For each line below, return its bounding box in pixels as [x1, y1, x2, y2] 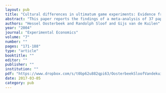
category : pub [5, 80, 35, 85]
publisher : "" [5, 62, 35, 67]
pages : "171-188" [5, 44, 41, 49]
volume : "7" [5, 35, 30, 40]
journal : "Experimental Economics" [5, 30, 79, 35]
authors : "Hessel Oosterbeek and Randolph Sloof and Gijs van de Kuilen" [5, 21, 161, 26]
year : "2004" [5, 26, 32, 31]
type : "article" [5, 48, 39, 53]
